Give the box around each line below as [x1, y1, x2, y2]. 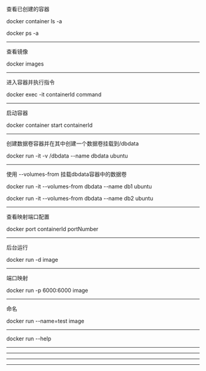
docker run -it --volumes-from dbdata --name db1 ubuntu [6, 183, 152, 190]
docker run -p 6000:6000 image [6, 287, 89, 294]
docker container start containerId [6, 121, 93, 129]
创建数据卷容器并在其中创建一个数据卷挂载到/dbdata [6, 140, 139, 147]
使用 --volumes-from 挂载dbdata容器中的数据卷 [6, 170, 127, 178]
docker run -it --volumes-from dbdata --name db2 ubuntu [6, 195, 153, 202]
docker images [6, 60, 44, 67]
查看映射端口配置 [6, 213, 50, 220]
